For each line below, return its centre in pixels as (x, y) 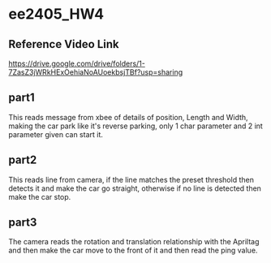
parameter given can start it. (56, 134)
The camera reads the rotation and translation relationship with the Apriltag (134, 242)
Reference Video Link (64, 44)
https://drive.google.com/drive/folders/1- (77, 63)
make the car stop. (40, 196)
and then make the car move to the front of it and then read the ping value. (133, 250)
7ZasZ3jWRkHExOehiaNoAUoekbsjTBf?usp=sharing (96, 72)
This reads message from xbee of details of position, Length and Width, (129, 117)
